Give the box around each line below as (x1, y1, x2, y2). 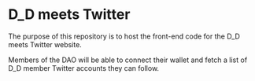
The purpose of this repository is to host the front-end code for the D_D (8, 31, 240, 41)
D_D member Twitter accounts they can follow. (8, 63, 160, 72)
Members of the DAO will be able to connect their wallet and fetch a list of (8, 55, 248, 64)
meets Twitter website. (8, 39, 83, 49)
